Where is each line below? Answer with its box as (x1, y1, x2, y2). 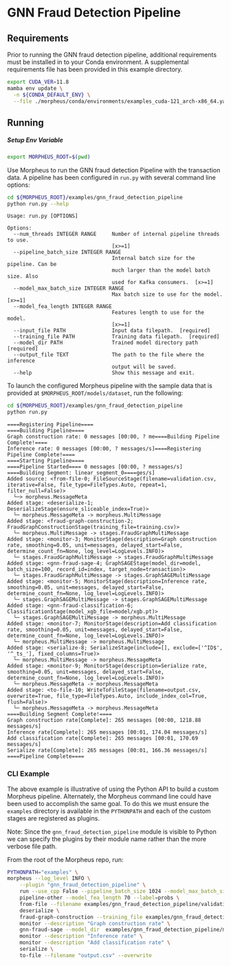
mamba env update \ (7, 85, 63, 92)
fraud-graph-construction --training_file (19, 914, 143, 920)
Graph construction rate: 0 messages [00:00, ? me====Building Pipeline (7, 433, 220, 441)
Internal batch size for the (111, 255, 195, 262)
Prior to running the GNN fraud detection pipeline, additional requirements (7, 50, 217, 59)
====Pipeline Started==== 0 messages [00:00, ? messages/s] (7, 463, 184, 470)
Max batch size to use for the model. (111, 291, 223, 298)
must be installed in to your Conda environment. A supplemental (7, 58, 189, 66)
